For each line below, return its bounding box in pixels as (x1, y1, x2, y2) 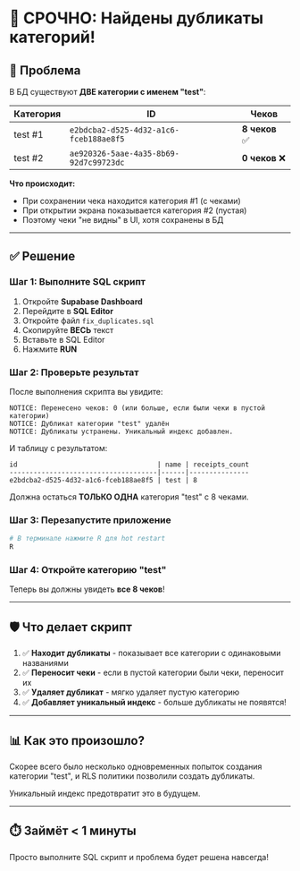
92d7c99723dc (70, 158, 125, 167)
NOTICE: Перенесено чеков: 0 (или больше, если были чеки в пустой (9, 403, 266, 413)
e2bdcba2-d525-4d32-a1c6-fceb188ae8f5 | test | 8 (9, 475, 198, 484)
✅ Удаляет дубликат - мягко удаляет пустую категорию (21, 687, 240, 697)
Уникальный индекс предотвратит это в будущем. (9, 788, 201, 798)
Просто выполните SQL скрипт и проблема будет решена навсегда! (9, 851, 270, 862)
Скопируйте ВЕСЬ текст (21, 324, 114, 335)
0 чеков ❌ (241, 152, 286, 164)
